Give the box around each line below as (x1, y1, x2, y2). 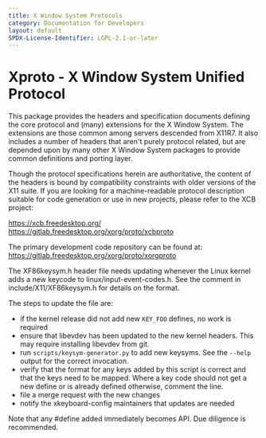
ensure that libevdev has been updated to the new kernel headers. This (19, 331, 254, 341)
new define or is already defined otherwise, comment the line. (19, 381, 224, 391)
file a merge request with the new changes (19, 390, 161, 400)
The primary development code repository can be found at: (8, 242, 203, 252)
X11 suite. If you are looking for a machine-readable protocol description (8, 186, 244, 196)
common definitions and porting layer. (8, 154, 133, 163)
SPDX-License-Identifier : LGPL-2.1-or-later (8, 33, 158, 42)
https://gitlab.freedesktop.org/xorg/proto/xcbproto (8, 227, 174, 237)
